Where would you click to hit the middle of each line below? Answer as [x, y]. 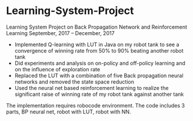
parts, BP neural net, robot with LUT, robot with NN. [69, 112]
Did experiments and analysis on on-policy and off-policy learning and [100, 63]
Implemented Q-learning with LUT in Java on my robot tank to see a [97, 44]
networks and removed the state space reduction [74, 82]
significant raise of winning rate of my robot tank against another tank [99, 94]
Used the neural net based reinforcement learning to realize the [91, 88]
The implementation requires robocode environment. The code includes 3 [96, 105]
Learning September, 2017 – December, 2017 [60, 33]
